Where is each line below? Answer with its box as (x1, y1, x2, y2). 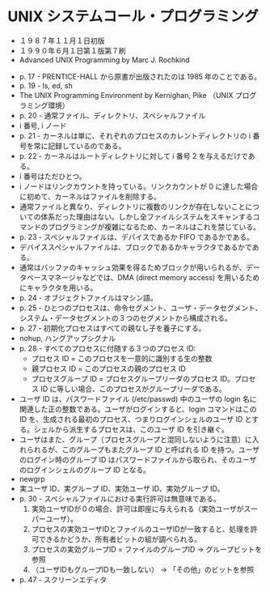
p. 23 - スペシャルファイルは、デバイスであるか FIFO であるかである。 (19, 232, 254, 241)
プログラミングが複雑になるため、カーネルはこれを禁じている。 (47, 222, 260, 232)
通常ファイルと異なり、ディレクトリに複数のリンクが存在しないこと (19, 202, 246, 211)
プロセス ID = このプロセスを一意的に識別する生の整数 (31, 353, 213, 363)
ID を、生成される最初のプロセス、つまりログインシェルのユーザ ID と (19, 414, 252, 424)
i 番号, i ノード (19, 121, 67, 130)
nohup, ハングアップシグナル (19, 333, 116, 343)
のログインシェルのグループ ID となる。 (19, 465, 151, 475)
